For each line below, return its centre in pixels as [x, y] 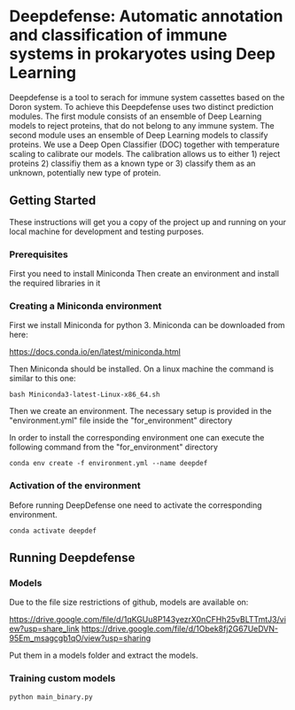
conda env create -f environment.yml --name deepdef [109, 464]
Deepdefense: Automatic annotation [146, 16]
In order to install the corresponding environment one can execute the [137, 438]
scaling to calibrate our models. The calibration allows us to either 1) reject [145, 153]
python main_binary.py [51, 697]
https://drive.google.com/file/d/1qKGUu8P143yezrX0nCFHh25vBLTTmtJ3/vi [147, 620]
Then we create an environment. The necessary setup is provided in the [140, 411]
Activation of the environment [75, 486]
